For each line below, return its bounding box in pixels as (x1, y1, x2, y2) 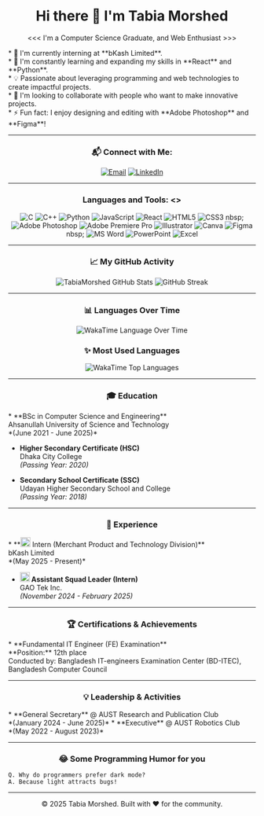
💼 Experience (105, 519, 159, 530)
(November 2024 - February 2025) (19, 591, 134, 601)
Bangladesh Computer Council (8, 664, 108, 674)
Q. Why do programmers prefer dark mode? (8, 770, 146, 779)
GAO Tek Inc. (19, 583, 63, 593)
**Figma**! (8, 119, 46, 128)
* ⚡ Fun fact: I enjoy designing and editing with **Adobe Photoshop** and (8, 108, 249, 117)
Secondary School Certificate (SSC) (19, 475, 140, 484)
